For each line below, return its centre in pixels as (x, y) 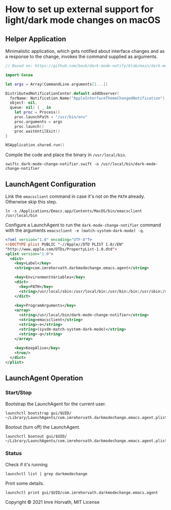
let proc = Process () (37, 112)
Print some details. (25, 483)
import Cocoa (19, 75)
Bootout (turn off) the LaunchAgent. (43, 427)
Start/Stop (19, 393)
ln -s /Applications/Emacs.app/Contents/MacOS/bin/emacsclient (74, 211)
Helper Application (36, 39)
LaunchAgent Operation (44, 378)
